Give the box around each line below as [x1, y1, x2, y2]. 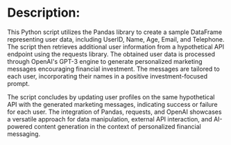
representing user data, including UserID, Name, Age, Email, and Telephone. [7, 35, 225, 43]
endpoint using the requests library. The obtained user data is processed [7, 50, 216, 58]
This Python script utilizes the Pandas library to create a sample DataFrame [7, 28, 223, 36]
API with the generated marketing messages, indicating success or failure [7, 100, 219, 108]
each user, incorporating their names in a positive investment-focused [7, 71, 208, 80]
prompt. [7, 79, 30, 87]
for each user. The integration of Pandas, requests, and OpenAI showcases [7, 108, 222, 116]
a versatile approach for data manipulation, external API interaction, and [7, 114, 213, 123]
